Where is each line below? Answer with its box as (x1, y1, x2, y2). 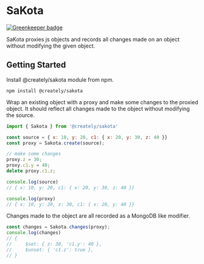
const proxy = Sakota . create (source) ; (6, 140, 105, 146)
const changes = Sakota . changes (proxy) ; (6, 224, 111, 230)
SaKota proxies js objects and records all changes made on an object (6, 35, 180, 43)
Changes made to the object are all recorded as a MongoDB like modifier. (6, 212, 191, 219)
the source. (6, 111, 35, 119)
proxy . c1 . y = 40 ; (6, 162, 51, 168)
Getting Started (6, 60, 66, 70)
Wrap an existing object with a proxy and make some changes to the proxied (6, 98, 199, 105)
